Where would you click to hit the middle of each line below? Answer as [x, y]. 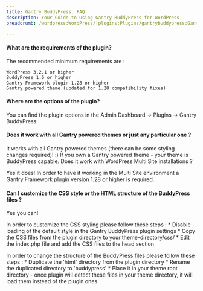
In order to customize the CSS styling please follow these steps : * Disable [99, 225]
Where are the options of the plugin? [53, 101]
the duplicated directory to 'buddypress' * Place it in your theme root [92, 269]
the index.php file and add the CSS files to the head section [80, 244]
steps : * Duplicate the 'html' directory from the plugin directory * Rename [98, 262]
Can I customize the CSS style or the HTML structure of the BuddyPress [98, 193]
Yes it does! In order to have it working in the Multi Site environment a [93, 173]
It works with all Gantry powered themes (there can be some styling [91, 148]
